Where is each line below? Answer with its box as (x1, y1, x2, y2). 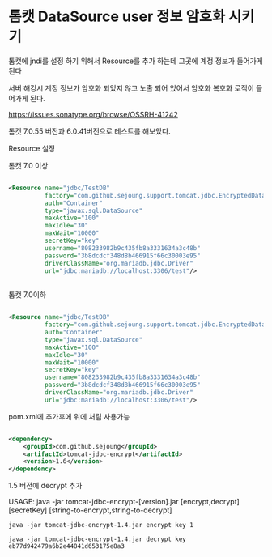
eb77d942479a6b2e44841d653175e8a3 (8, 542, 125, 551)
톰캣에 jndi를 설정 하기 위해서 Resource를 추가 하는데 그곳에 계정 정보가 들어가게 (8, 56, 263, 66)
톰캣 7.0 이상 (8, 160, 49, 170)
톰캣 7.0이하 (8, 290, 47, 300)
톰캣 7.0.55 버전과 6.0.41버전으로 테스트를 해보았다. (8, 126, 172, 136)
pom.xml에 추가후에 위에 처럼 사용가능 (8, 411, 130, 421)
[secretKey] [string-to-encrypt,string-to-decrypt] (8, 505, 172, 515)
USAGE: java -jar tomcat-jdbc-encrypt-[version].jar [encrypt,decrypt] (8, 497, 240, 507)
